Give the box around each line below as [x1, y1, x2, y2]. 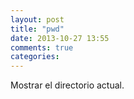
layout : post [10, 14, 65, 25]
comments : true [10, 42, 74, 53]
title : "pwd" [10, 24, 65, 34]
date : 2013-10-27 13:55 [10, 33, 110, 43]
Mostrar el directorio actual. [10, 79, 125, 91]
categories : [10, 52, 60, 62]
